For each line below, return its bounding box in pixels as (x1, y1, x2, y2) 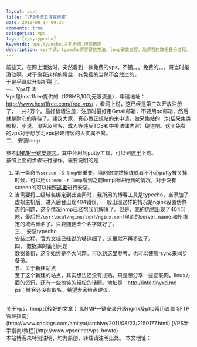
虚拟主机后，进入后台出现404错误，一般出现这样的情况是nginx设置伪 (14, 198, 182, 205)
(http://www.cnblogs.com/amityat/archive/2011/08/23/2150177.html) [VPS (6, 319, 184, 326)
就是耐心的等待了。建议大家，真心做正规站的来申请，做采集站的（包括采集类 (6, 115, 191, 122)
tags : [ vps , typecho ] (6, 36, 57, 42)
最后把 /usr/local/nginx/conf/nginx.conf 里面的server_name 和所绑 (25, 213, 189, 220)
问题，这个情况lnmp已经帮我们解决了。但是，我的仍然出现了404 (25, 206, 181, 213)
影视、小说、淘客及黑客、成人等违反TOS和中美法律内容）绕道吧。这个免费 (6, 122, 186, 129)
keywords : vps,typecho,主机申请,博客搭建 (6, 42, 101, 47)
